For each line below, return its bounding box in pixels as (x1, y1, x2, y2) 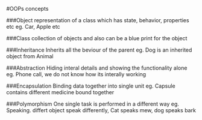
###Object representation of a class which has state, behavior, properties (6, 17, 189, 23)
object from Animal (6, 53, 54, 59)
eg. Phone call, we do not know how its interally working (6, 71, 147, 77)
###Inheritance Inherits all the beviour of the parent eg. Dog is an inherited (6, 46, 192, 53)
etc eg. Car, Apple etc (6, 23, 60, 30)
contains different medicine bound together (6, 89, 115, 95)
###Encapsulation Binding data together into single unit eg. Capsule (6, 82, 176, 89)
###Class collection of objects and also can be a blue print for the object (6, 35, 188, 41)
